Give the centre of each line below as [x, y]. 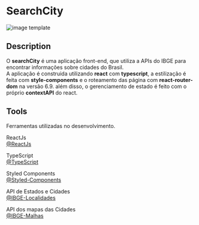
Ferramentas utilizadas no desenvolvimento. [61, 126]
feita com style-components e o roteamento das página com [82, 80]
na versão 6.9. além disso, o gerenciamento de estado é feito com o [103, 86]
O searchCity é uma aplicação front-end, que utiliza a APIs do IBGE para [96, 60]
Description [28, 46]
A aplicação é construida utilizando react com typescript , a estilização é [96, 74]
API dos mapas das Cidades [41, 209]
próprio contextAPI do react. [42, 92]
